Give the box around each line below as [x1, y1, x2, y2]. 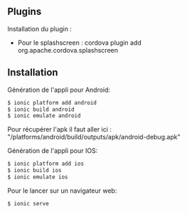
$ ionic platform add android [7, 99, 97, 106]
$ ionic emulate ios [7, 173, 69, 181]
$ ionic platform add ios [7, 160, 84, 168]
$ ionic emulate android [7, 112, 81, 119]
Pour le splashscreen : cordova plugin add [17, 38, 142, 47]
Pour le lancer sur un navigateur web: [7, 186, 117, 195]
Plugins [7, 6, 42, 18]
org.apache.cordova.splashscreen [17, 46, 119, 54]
